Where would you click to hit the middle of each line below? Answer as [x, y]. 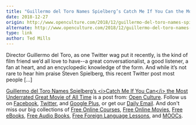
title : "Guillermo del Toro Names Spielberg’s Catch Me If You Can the [95, 11]
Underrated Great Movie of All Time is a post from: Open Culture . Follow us [96, 97]
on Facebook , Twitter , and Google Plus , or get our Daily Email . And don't [93, 103]
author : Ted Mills [28, 38]
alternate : [19, 28]
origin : [15, 22]
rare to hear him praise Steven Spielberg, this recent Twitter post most [90, 74]
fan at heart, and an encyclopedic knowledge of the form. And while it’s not [96, 67]
